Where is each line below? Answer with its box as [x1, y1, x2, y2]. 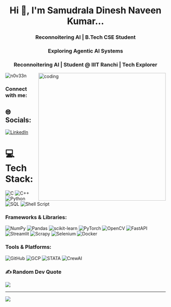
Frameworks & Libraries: [5, 214, 67, 221]
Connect [5, 85, 27, 92]
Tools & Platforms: [5, 244, 52, 251]
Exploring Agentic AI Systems [48, 48, 123, 55]
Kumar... [67, 15, 104, 27]
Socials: [5, 115, 32, 124]
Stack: [5, 173, 34, 185]
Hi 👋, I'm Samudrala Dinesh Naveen [9, 5, 162, 16]
